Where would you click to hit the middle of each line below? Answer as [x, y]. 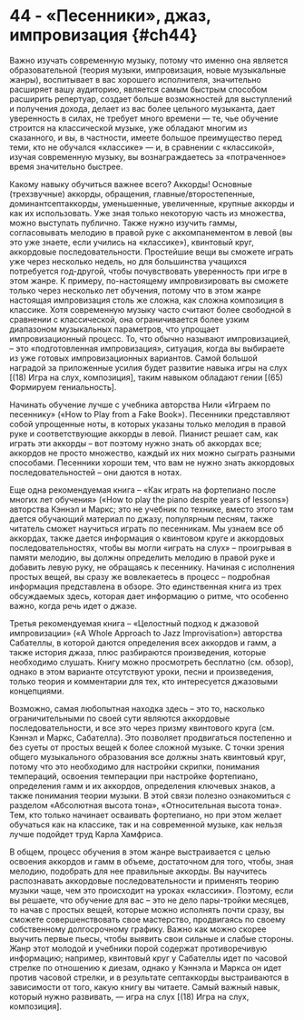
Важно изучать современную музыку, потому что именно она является [149, 60]
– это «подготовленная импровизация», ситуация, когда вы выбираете [147, 348]
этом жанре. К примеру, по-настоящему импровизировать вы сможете [149, 280]
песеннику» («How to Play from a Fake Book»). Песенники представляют [150, 414]
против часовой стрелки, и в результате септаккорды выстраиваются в [149, 977]
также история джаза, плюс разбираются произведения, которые [138, 652]
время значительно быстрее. [66, 166]
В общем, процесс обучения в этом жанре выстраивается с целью [140, 852]
